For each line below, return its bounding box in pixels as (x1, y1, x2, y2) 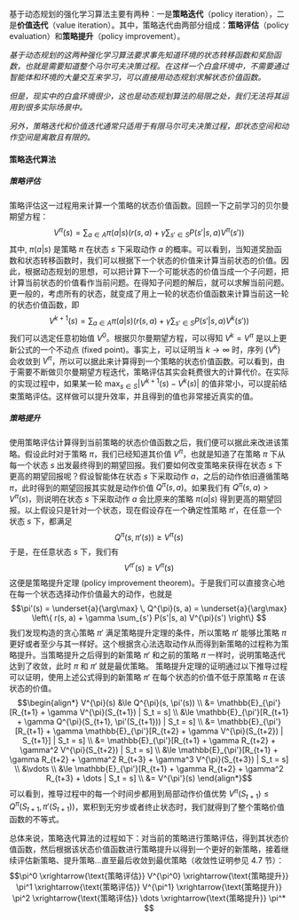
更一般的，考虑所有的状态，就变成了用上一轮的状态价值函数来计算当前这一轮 (9, 289, 289, 299)
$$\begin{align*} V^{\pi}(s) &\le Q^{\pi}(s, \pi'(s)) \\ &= (17, 697, 216, 709)
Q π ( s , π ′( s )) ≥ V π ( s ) (114, 530, 184, 543)
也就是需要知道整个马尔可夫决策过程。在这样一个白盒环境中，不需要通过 (24, 61, 289, 71)
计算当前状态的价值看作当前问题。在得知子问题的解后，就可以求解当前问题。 (9, 277, 289, 288)
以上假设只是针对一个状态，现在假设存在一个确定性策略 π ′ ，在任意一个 (24, 504, 282, 515)
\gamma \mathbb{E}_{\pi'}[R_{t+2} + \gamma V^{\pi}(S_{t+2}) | (52, 726, 284, 736)
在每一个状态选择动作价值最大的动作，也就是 (9, 589, 173, 599)
